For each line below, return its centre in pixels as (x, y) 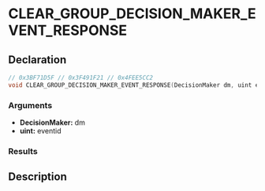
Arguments (30, 105)
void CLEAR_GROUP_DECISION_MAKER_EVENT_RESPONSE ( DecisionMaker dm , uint (130, 85)
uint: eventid (40, 131)
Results (23, 151)
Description (37, 177)
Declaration (37, 60)
